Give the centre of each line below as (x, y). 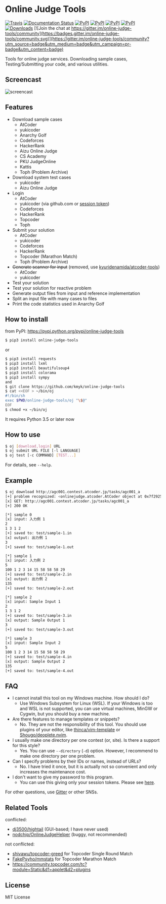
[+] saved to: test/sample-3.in (38, 616)
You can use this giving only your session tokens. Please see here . (87, 782)
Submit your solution (33, 230)
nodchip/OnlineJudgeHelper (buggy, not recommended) (70, 835)
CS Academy (33, 156)
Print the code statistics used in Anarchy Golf (58, 304)
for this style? (26, 746)
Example (19, 481)
